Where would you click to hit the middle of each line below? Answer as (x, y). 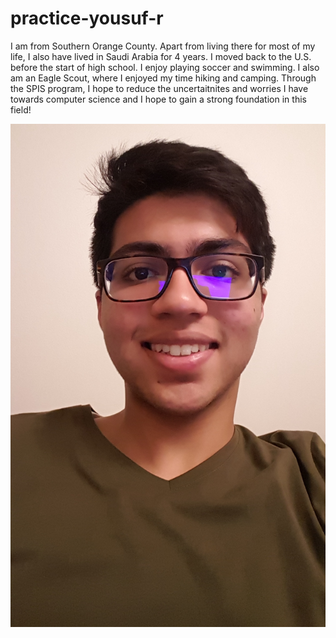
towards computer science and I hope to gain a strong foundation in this (158, 99)
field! (21, 109)
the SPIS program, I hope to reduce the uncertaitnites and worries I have (159, 88)
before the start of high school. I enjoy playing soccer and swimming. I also (165, 67)
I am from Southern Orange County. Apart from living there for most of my (163, 46)
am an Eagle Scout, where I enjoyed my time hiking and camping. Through (163, 78)
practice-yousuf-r (87, 18)
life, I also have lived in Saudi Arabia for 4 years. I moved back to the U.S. (161, 56)
